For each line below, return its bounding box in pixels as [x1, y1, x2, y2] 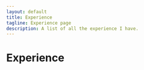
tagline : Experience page [6, 20, 71, 26]
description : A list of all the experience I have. [6, 25, 139, 32]
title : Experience [6, 14, 52, 20]
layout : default [6, 8, 47, 15]
